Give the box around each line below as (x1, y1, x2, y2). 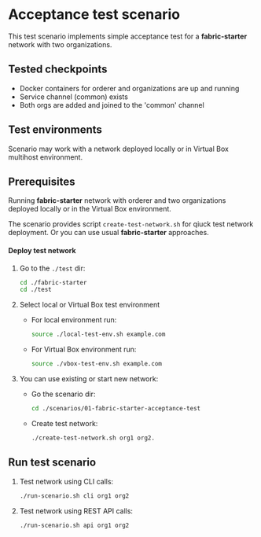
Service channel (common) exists (19, 92, 128, 101)
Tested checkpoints (8, 63, 108, 76)
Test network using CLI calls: (19, 476, 114, 486)
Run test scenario (8, 456, 97, 469)
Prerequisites (8, 175, 75, 188)
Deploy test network (8, 245, 76, 255)
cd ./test (19, 285, 53, 294)
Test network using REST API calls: (19, 506, 134, 516)
